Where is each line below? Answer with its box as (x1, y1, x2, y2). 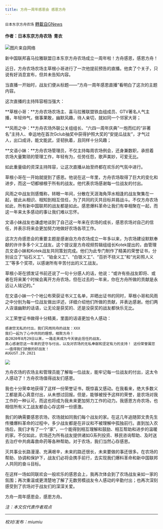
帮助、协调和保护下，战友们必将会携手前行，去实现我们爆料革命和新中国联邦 (5, 455, 158, 460)
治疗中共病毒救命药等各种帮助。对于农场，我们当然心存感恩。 (9, 438, 132, 444)
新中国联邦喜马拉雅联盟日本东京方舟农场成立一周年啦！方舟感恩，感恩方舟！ (5, 55, 158, 61)
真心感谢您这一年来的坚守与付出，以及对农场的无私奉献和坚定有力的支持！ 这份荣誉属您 (5, 341, 155, 346)
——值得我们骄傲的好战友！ (5, 346, 49, 352)
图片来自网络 (10, 45, 35, 51)
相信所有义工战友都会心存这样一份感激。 (5, 404, 86, 409)
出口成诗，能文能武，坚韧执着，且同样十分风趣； (13, 137, 112, 143)
